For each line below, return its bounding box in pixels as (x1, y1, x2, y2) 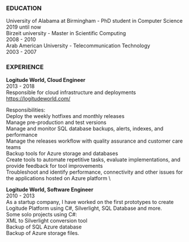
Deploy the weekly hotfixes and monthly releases (6, 112, 125, 119)
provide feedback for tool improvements (6, 162, 104, 169)
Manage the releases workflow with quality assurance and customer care (6, 137, 183, 144)
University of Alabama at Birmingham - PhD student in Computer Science (6, 18, 183, 25)
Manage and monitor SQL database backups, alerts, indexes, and (6, 125, 164, 132)
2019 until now (6, 23, 42, 30)
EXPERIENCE (6, 63, 44, 71)
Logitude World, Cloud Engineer (6, 76, 86, 83)
